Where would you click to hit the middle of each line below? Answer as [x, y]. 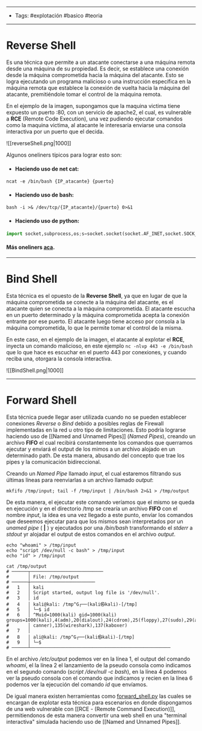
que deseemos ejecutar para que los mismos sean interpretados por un [95, 521]
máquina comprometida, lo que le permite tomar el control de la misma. [95, 328]
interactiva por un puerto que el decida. [55, 131]
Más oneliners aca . [31, 247]
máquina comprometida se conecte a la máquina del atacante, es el [90, 302]
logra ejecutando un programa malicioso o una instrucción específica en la [99, 81]
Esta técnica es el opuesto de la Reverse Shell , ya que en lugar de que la [97, 295]
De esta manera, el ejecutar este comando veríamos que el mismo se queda [100, 502]
